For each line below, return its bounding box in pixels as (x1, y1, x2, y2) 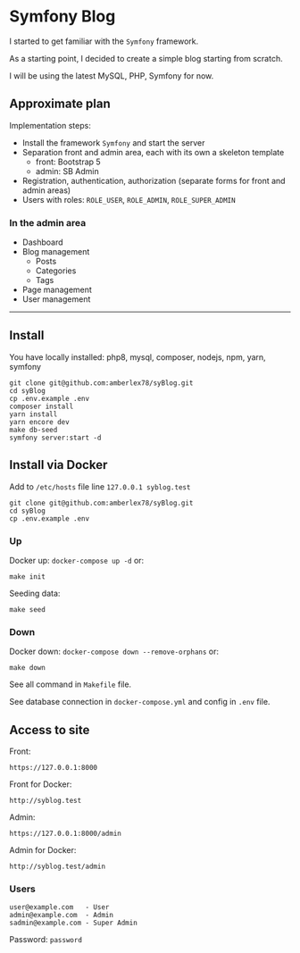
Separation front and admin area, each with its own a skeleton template (21, 146, 285, 157)
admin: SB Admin (35, 165, 100, 176)
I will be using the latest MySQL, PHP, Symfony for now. (9, 70, 214, 81)
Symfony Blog (9, 6, 116, 27)
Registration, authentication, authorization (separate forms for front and (21, 175, 286, 186)
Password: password (9, 934, 83, 945)
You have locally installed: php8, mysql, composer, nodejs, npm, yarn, (9, 351, 266, 363)
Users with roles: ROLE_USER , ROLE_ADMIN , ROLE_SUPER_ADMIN (21, 194, 236, 205)
